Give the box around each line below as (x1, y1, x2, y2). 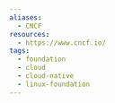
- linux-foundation (17, 80, 91, 89)
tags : (9, 47, 30, 56)
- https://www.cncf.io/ (17, 38, 106, 47)
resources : (9, 30, 50, 39)
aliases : (9, 13, 42, 22)
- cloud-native (17, 72, 75, 81)
